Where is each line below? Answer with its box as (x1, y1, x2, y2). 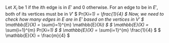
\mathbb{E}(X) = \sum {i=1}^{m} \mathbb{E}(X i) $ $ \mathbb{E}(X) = (5, 21, 149, 27)
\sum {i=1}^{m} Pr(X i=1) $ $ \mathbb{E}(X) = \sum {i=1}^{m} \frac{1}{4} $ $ (5, 27, 161, 33)
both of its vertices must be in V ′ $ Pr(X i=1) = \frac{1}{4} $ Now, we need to (5, 11, 164, 17)
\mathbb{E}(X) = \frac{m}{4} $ (5, 32, 70, 38)
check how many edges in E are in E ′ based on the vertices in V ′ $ (5, 16, 144, 22)
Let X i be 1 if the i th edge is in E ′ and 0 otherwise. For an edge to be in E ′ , (5, 5, 158, 12)
